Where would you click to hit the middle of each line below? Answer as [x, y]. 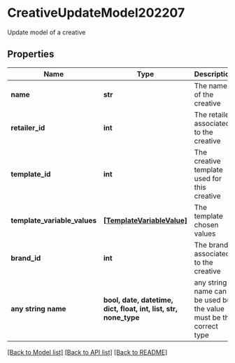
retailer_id [28, 127]
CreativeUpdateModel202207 [96, 13]
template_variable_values [54, 220]
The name [211, 85]
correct [206, 326]
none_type [121, 318]
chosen [206, 225]
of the [204, 94]
